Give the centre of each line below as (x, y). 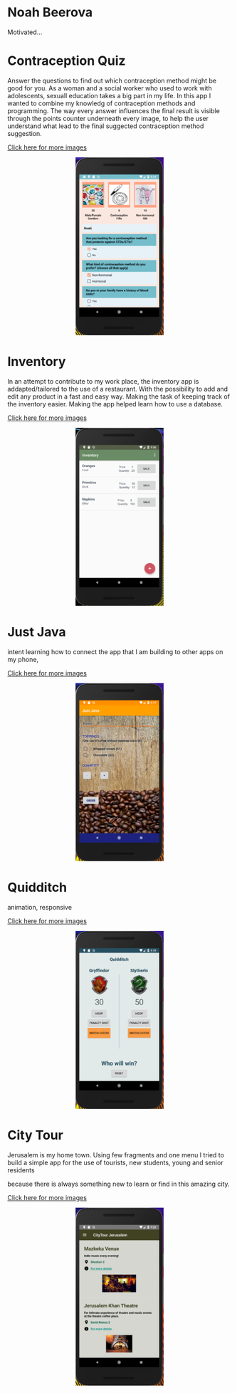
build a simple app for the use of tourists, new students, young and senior (115, 1162)
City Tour (36, 1135)
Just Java (37, 632)
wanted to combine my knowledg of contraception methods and (101, 103)
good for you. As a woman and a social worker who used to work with (110, 88)
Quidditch (37, 887)
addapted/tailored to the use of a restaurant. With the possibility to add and (118, 389)
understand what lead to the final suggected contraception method (106, 126)
